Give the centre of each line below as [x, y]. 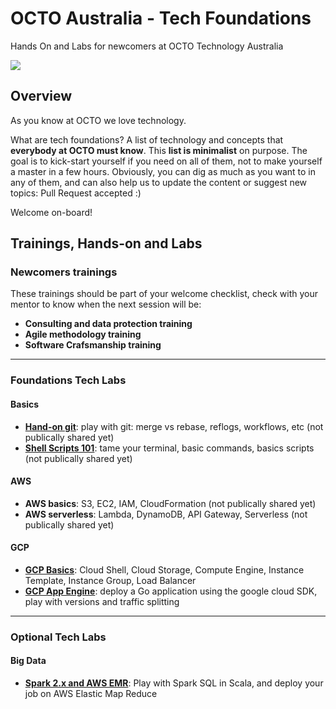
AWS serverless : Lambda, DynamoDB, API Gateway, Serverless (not [166, 514]
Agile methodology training [83, 334]
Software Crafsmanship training [93, 345]
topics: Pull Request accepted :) [76, 193]
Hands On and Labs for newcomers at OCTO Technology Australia [147, 46]
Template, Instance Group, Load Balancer [110, 580]
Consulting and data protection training [108, 324]
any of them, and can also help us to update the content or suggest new [159, 182]
